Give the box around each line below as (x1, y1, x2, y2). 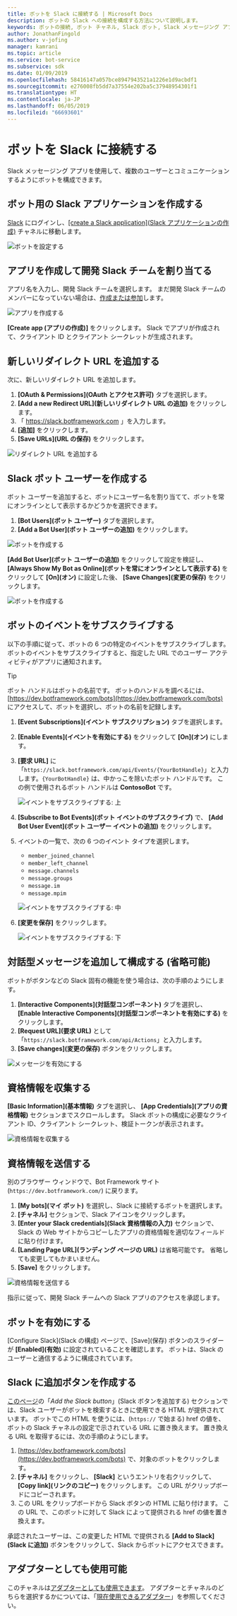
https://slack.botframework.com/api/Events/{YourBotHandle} (23, 766, 205, 773)
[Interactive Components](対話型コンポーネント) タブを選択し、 (17, 1000, 207, 1008)
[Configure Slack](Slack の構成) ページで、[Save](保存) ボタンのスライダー (7, 1337, 224, 1344)
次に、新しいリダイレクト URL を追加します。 (7, 376, 140, 384)
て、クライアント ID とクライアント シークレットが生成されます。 (7, 333, 197, 341)
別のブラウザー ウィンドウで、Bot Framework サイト (7, 1177, 160, 1186)
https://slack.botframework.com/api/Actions (23, 1037, 157, 1044)
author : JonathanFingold (7, 30, 80, 37)
